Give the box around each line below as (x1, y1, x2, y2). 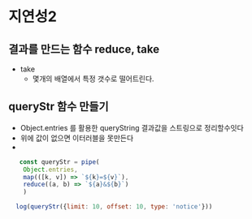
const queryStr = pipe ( (19, 157, 100, 166)
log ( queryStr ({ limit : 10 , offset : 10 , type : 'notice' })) (15, 203, 213, 211)
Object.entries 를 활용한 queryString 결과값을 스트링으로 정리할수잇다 (20, 122, 244, 132)
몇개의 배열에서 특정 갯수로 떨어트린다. (32, 74, 154, 84)
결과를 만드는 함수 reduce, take (8, 42, 160, 56)
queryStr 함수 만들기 (8, 100, 109, 114)
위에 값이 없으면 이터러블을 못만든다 (20, 133, 134, 143)
